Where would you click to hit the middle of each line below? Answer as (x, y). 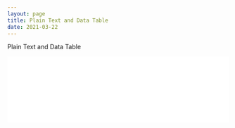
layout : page (26, 14)
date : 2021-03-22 (33, 27)
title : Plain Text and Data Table (58, 20)
